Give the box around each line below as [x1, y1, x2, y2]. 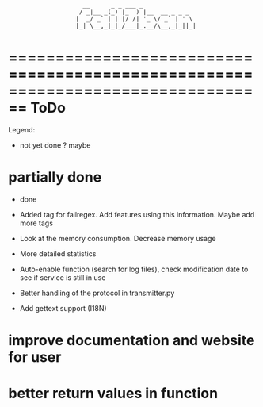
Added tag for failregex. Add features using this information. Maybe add [19, 209, 255, 219]
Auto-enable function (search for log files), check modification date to [19, 264, 249, 274]
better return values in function [8, 385, 219, 402]
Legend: [8, 125, 36, 134]
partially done [8, 168, 102, 186]
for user [8, 348, 62, 367]
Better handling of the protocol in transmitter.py [19, 288, 175, 298]
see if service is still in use [19, 272, 106, 282]
